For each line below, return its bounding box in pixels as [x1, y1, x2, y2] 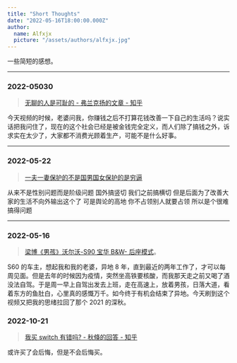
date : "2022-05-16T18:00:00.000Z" [7, 17, 109, 24]
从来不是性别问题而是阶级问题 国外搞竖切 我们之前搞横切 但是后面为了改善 [7, 188, 223, 197]
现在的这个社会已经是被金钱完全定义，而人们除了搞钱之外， [50, 122, 224, 131]
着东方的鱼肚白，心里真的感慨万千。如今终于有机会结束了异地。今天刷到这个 [7, 289, 230, 298]
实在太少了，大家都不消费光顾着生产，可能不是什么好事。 [13, 132, 181, 140]
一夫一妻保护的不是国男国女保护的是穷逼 [24, 173, 142, 181]
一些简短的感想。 [7, 57, 57, 66]
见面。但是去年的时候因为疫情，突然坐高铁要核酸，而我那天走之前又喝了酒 [13, 272, 230, 280]
